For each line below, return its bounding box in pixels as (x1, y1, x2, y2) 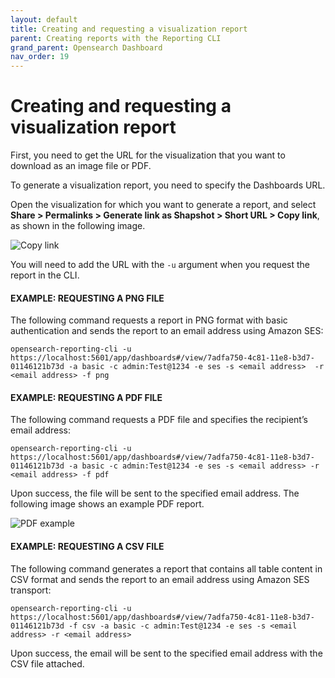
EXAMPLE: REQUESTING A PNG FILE (10, 292, 165, 304)
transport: (10, 584, 52, 596)
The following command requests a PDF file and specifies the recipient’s (10, 414, 308, 426)
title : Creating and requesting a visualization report (10, 24, 248, 34)
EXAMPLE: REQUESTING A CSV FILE (10, 541, 165, 553)
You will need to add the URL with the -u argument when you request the (10, 259, 310, 271)
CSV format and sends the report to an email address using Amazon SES (10, 573, 310, 585)
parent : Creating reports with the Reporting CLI (10, 33, 222, 43)
